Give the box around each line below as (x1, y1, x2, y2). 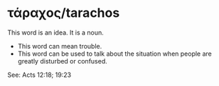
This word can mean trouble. (17, 42, 102, 50)
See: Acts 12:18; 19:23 (7, 70, 72, 79)
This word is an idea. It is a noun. (7, 28, 105, 37)
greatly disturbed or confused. (17, 56, 108, 65)
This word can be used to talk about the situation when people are (17, 49, 212, 58)
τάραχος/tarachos (7, 5, 120, 21)
